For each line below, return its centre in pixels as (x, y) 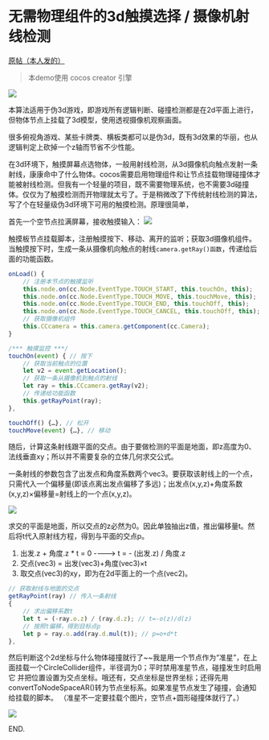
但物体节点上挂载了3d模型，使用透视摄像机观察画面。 (97, 120)
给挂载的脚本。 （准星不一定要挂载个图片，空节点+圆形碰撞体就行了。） (126, 698)
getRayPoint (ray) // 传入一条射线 (62, 597)
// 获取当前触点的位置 (55, 363)
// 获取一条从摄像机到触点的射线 (70, 378)
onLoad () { (26, 274)
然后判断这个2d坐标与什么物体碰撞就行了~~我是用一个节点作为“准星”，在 (129, 658)
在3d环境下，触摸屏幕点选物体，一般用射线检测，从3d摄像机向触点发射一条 (133, 164)
